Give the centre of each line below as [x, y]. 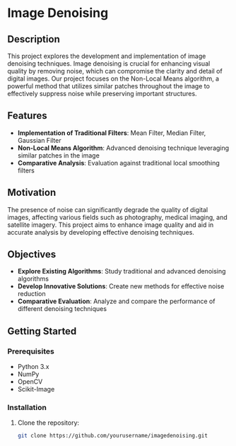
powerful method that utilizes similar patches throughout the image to [109, 86]
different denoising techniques [62, 309]
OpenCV [30, 382]
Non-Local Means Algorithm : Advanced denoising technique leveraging [123, 148]
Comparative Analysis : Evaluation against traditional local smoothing [119, 163]
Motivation [32, 193]
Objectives [32, 255]
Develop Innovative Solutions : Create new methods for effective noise [121, 286]
